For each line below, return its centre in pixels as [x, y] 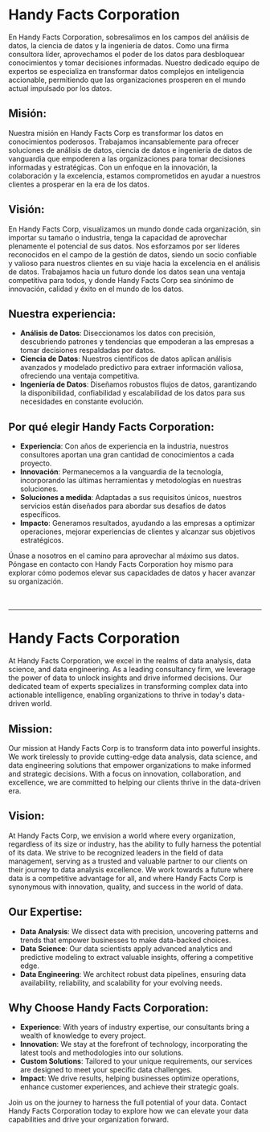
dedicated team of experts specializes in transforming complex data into [128, 687]
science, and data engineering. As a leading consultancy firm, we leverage [132, 670]
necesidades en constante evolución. [82, 402]
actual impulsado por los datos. [60, 88]
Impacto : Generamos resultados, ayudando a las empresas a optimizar [137, 523]
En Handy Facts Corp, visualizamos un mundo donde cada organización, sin [135, 229]
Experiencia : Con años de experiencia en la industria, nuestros [124, 446]
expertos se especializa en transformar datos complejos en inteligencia [127, 71]
